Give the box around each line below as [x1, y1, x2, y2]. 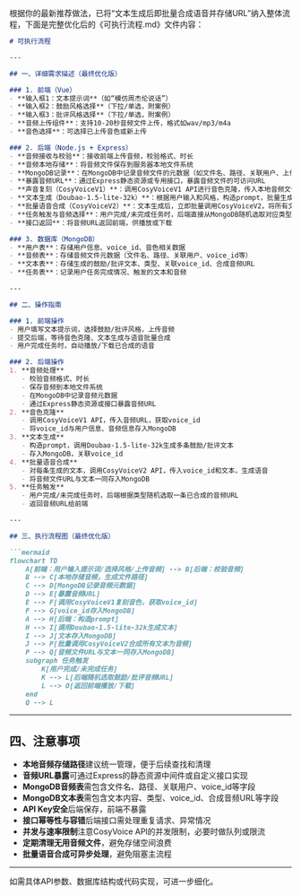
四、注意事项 [9, 734, 81, 749]
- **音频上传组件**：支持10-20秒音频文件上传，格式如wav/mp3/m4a [9, 119, 231, 128]
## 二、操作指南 [9, 300, 62, 309]
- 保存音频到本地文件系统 [21, 382, 103, 392]
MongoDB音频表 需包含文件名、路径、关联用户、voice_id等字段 [21, 781, 256, 792]
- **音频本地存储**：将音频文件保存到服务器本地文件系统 [9, 160, 194, 169]
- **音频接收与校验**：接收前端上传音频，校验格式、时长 [9, 152, 194, 161]
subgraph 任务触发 [25, 656, 89, 665]
